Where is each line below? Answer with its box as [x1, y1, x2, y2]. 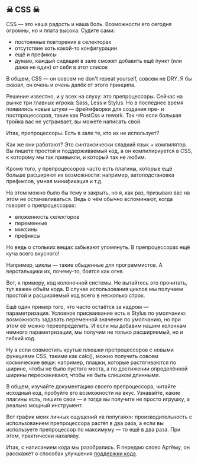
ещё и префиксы [14, 50, 57, 58]
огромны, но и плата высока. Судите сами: [6, 27, 115, 34]
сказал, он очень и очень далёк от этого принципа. [6, 81, 136, 88]
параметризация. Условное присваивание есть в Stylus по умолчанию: [6, 309, 187, 317]
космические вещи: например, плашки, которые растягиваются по [6, 359, 177, 366]
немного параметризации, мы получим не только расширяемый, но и [6, 328, 183, 336]
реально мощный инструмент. [6, 401, 83, 408]
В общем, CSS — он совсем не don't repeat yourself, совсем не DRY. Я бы [6, 75, 192, 82]
